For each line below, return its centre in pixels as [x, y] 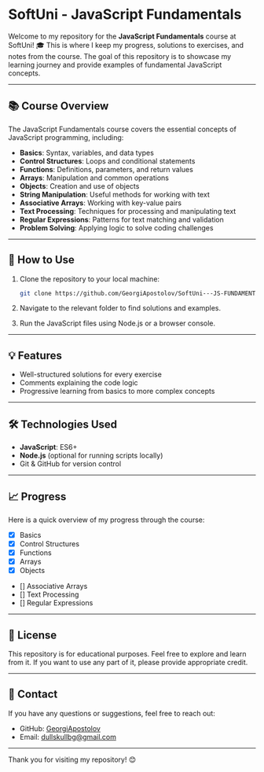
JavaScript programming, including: [66, 137]
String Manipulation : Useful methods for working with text [114, 194]
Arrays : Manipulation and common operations [94, 178]
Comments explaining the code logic [79, 383]
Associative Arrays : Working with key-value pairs [101, 203]
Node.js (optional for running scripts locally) [91, 456]
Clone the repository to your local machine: [89, 279]
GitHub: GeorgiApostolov [60, 728]
